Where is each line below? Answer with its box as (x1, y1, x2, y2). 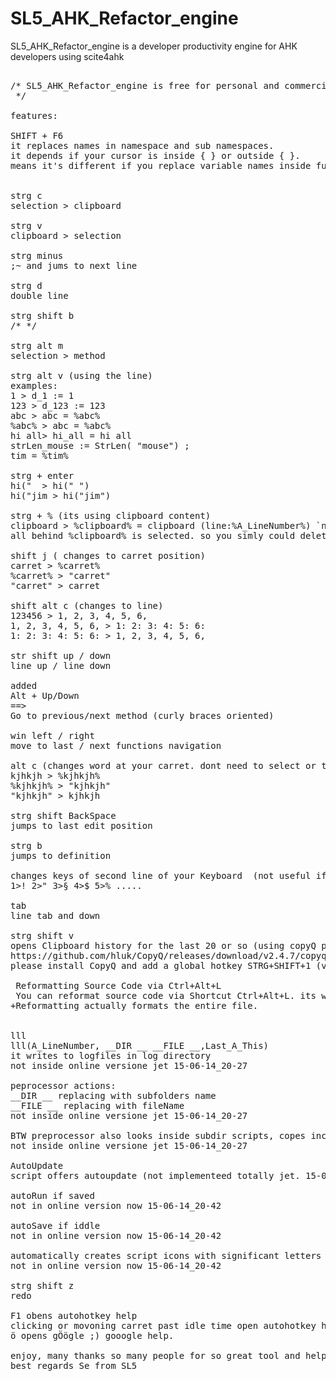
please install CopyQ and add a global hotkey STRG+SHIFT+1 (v (10, 960, 327, 971)
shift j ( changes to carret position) (10, 550, 206, 561)
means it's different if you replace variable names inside (10, 160, 312, 171)
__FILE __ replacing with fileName (10, 1100, 185, 1111)
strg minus (10, 250, 64, 261)
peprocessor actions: (10, 1080, 117, 1091)
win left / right (10, 730, 95, 741)
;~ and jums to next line (10, 260, 138, 271)
